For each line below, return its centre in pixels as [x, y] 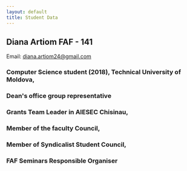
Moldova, [21, 80]
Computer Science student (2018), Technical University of [94, 72]
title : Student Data [32, 18]
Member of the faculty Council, [53, 128]
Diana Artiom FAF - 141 [50, 42]
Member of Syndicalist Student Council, [67, 144]
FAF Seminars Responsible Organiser [62, 161]
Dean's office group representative [59, 96]
